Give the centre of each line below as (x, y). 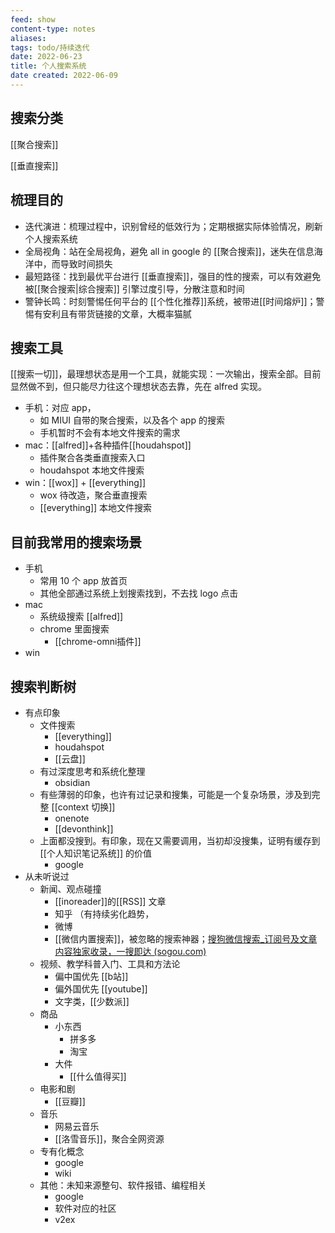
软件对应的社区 (85, 1208)
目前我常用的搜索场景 (76, 542)
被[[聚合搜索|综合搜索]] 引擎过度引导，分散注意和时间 (134, 288)
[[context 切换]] (83, 807)
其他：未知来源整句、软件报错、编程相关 (123, 1185)
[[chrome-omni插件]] (98, 642)
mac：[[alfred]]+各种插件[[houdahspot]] (108, 445)
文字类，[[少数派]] (92, 1001)
